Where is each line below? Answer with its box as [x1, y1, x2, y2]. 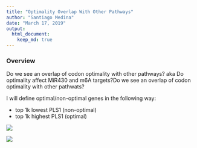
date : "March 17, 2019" [6, 20, 66, 26]
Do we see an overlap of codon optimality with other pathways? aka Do [6, 70, 184, 78]
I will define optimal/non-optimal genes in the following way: [6, 94, 157, 102]
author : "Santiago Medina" [6, 14, 74, 20]
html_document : [11, 31, 50, 37]
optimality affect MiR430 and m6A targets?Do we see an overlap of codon [6, 76, 192, 84]
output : [6, 25, 26, 32]
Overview [6, 57, 36, 65]
